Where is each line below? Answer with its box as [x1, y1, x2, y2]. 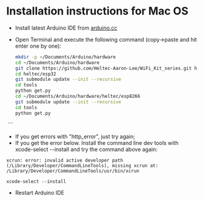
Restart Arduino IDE [15, 189, 65, 196]
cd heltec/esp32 [15, 71, 56, 77]
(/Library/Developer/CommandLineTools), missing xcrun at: [6, 162, 159, 168]
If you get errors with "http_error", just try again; [15, 133, 135, 140]
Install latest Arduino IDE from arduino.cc [15, 24, 118, 31]
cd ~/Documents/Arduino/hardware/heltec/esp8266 [15, 94, 141, 100]
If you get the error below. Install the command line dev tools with [15, 139, 179, 146]
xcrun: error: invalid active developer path [6, 157, 123, 164]
